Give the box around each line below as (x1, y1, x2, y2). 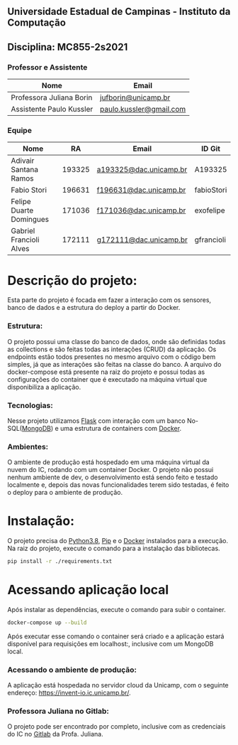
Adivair (11, 156, 35, 166)
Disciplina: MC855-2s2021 (7, 41, 128, 53)
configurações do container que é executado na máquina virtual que (7, 375, 208, 383)
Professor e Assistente (7, 62, 88, 72)
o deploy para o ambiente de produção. (7, 488, 123, 497)
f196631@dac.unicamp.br (96, 185, 186, 195)
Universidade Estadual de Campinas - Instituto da (7, 6, 231, 18)
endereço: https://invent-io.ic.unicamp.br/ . (7, 689, 131, 697)
